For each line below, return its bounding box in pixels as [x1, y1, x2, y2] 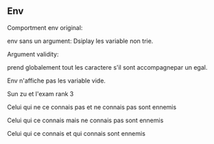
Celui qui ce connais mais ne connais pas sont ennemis [7, 116, 164, 124]
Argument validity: [7, 50, 59, 58]
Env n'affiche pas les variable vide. [7, 76, 106, 85]
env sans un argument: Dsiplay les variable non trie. [7, 37, 154, 45]
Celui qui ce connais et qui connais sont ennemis [7, 129, 146, 137]
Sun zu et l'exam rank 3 [7, 89, 74, 98]
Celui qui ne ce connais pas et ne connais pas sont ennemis [7, 102, 177, 111]
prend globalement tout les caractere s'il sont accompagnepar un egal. [7, 63, 208, 71]
